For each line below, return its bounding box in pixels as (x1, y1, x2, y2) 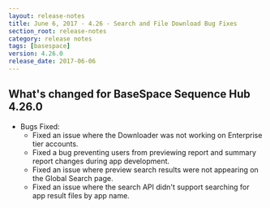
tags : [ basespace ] (8, 42, 71, 50)
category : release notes (8, 34, 92, 43)
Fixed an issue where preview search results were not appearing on (32, 164, 259, 175)
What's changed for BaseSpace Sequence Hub (8, 87, 251, 102)
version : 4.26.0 (8, 50, 63, 58)
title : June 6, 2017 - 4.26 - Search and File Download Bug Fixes (8, 19, 238, 28)
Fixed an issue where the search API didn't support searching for (32, 182, 250, 192)
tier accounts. (32, 139, 79, 149)
